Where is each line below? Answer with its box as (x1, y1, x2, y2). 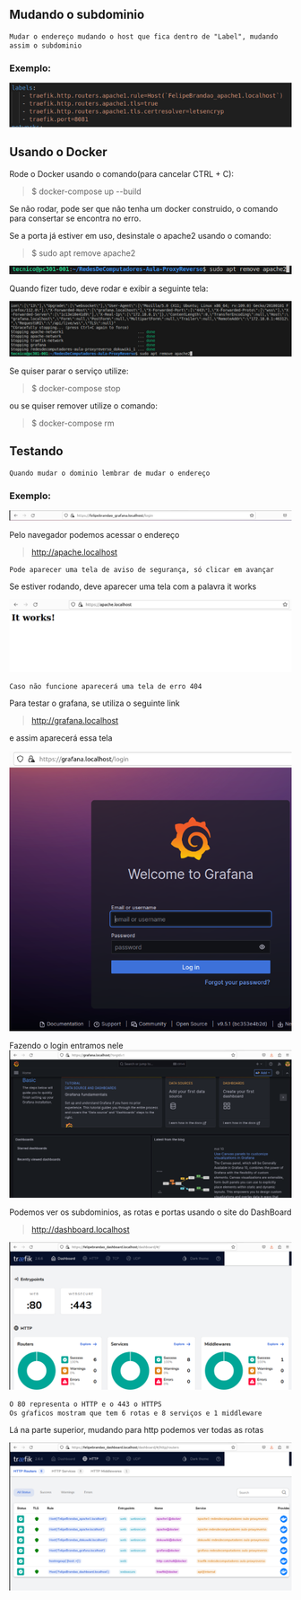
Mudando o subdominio (9, 7, 145, 22)
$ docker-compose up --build (30, 186, 142, 197)
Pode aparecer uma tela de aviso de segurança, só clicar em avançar (9, 566, 275, 575)
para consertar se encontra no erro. (9, 213, 142, 224)
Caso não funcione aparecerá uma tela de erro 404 (9, 682, 202, 691)
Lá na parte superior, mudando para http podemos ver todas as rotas (9, 1425, 264, 1436)
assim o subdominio (9, 40, 82, 50)
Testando (9, 444, 64, 459)
